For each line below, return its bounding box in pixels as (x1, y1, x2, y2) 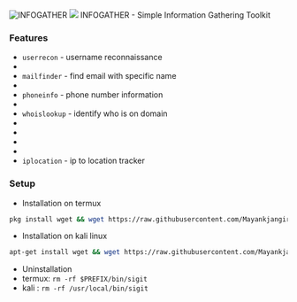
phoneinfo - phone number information (21, 89, 164, 100)
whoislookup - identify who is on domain (21, 108, 168, 119)
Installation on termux (21, 197, 102, 208)
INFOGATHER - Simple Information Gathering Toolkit (80, 10, 271, 20)
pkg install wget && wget (9, 214, 104, 224)
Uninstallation (21, 264, 72, 275)
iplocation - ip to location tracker (21, 155, 146, 166)
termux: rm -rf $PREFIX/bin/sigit (21, 274, 148, 284)
